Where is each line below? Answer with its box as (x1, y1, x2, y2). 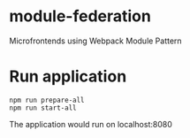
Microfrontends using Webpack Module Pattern (9, 35, 183, 46)
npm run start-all (9, 103, 77, 112)
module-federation (9, 6, 152, 27)
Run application (9, 66, 127, 87)
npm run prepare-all (9, 96, 86, 104)
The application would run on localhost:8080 (9, 119, 172, 129)
